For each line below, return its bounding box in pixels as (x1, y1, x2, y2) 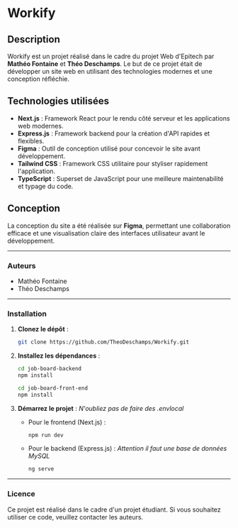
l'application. (17, 167, 55, 175)
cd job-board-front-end (17, 385, 89, 392)
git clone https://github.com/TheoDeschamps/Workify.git (17, 339, 190, 346)
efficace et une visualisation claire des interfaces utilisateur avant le (7, 229, 205, 237)
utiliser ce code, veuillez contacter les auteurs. (7, 512, 144, 521)
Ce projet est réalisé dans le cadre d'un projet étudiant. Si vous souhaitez (7, 505, 221, 514)
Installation (7, 309, 47, 319)
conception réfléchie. (7, 75, 69, 83)
